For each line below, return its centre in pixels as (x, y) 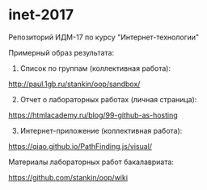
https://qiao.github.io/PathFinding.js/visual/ (80, 146)
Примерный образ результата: (61, 52)
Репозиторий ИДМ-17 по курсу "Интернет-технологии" (104, 37)
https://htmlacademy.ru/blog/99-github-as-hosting (93, 115)
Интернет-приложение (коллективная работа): (101, 130)
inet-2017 (41, 15)
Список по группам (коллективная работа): (95, 68)
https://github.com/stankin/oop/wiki (68, 177)
